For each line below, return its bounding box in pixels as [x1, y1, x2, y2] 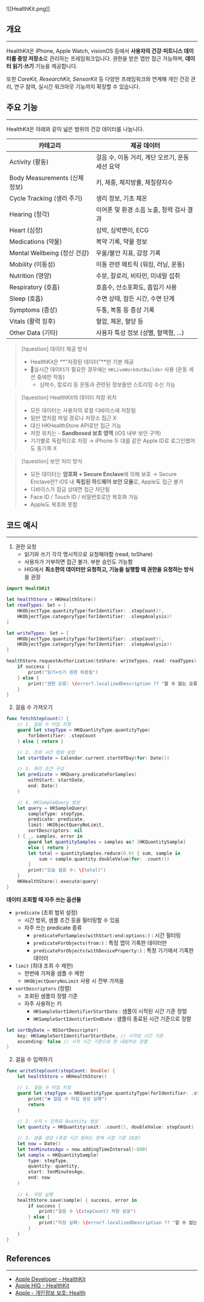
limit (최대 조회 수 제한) [15, 962, 73, 969]
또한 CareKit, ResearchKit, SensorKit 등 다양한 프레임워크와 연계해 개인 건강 [6, 75, 189, 83]
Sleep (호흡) [9, 294, 44, 302]
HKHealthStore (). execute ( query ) [17, 879, 99, 885]
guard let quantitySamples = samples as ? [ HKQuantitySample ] [28, 839, 186, 845]
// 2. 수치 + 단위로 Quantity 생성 [17, 1119, 98, 1125]
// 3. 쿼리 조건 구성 [17, 766, 64, 772]
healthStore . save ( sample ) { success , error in [17, 1197, 137, 1203]
